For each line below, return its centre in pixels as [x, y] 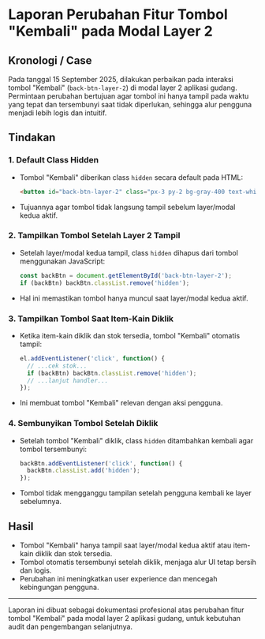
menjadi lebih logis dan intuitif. [58, 113]
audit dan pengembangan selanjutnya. [70, 627]
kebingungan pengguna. [59, 587]
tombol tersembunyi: [53, 449]
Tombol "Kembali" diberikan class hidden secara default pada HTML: [131, 177]
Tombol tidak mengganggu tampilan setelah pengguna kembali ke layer [136, 493]
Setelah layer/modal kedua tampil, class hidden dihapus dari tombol [129, 252]
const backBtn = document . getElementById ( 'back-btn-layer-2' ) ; [126, 275]
